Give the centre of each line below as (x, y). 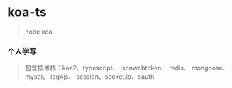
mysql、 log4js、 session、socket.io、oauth (89, 77)
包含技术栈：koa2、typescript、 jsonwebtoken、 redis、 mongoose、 (127, 68)
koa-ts (27, 12)
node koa (38, 32)
